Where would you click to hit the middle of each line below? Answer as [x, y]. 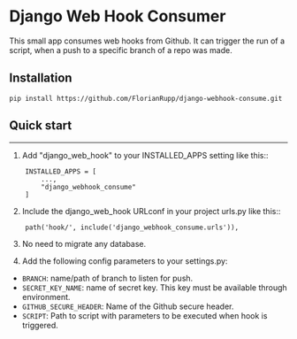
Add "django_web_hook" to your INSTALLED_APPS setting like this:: [145, 155]
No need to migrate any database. [84, 243]
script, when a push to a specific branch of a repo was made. [121, 50]
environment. [46, 297]
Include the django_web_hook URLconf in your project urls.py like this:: [151, 211]
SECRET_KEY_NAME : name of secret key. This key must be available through [154, 287]
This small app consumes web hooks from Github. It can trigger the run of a [147, 41]
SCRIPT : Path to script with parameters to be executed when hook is [145, 315]
